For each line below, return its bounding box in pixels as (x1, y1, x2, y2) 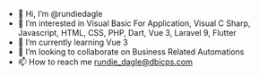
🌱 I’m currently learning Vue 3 (17, 37, 128, 47)
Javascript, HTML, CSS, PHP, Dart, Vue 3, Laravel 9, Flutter (17, 28, 237, 38)
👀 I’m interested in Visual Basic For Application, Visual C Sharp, (17, 18, 251, 29)
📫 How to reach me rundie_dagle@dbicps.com (17, 56, 193, 67)
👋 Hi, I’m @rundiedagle (17, 9, 103, 19)
